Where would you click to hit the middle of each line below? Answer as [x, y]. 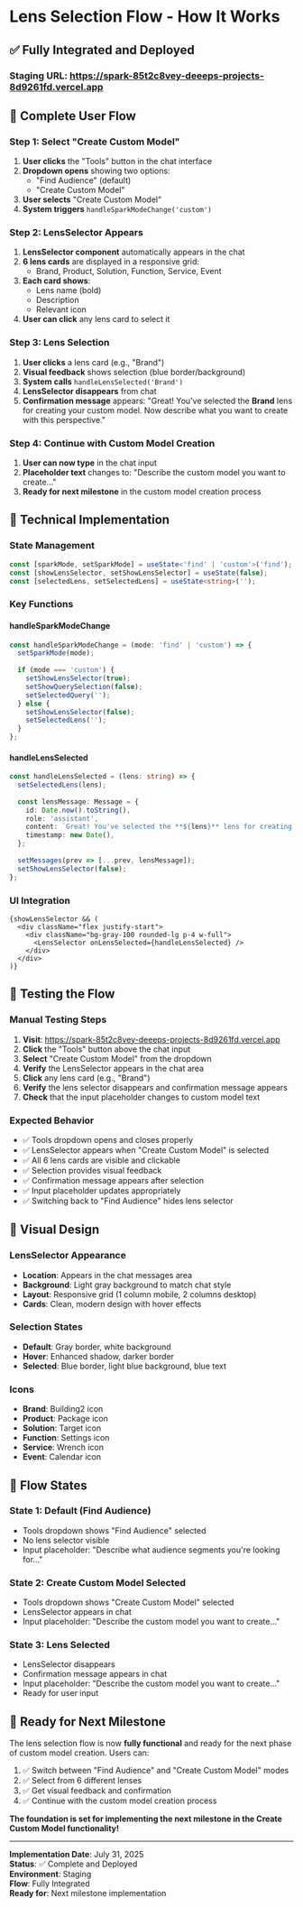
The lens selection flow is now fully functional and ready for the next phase [151, 1744]
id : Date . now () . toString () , [78, 810]
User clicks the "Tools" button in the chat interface [117, 161]
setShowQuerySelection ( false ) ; [84, 686]
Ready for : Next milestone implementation [88, 1893]
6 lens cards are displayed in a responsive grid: [111, 262]
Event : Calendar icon [62, 1457]
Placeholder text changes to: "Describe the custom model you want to [154, 473]
